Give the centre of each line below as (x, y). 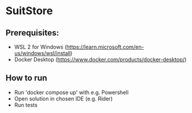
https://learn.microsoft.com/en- (105, 47)
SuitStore (29, 11)
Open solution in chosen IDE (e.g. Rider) (63, 98)
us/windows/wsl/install (42, 53)
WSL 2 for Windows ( (40, 47)
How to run (27, 78)
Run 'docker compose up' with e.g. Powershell (71, 92)
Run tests (26, 105)
